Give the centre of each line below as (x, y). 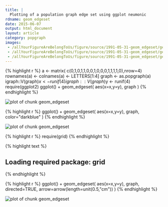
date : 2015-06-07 (23, 24)
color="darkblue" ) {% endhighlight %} (45, 117)
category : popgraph (25, 38)
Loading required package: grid (55, 162)
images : (13, 43)
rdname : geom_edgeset (28, 19)
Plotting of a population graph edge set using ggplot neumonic (78, 15)
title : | (14, 10)
